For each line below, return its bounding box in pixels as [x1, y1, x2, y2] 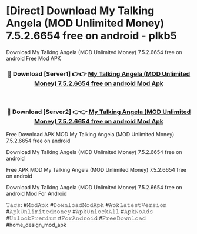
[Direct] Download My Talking [6, 4, 155, 18]
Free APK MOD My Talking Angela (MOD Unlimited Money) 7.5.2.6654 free [6, 166, 187, 173]
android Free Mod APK [6, 55, 61, 62]
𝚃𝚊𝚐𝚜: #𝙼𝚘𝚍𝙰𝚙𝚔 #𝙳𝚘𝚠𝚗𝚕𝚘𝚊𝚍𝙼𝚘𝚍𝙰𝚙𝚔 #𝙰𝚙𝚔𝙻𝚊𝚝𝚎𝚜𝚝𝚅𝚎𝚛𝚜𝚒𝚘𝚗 [6, 201, 168, 208]
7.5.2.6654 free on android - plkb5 [6, 29, 178, 42]
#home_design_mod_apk [6, 221, 66, 228]
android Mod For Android [6, 190, 67, 197]
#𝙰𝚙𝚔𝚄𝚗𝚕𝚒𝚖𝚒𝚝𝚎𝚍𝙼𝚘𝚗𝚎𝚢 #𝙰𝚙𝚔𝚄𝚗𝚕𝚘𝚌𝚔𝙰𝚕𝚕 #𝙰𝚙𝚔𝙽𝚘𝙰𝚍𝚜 [6, 208, 153, 215]
